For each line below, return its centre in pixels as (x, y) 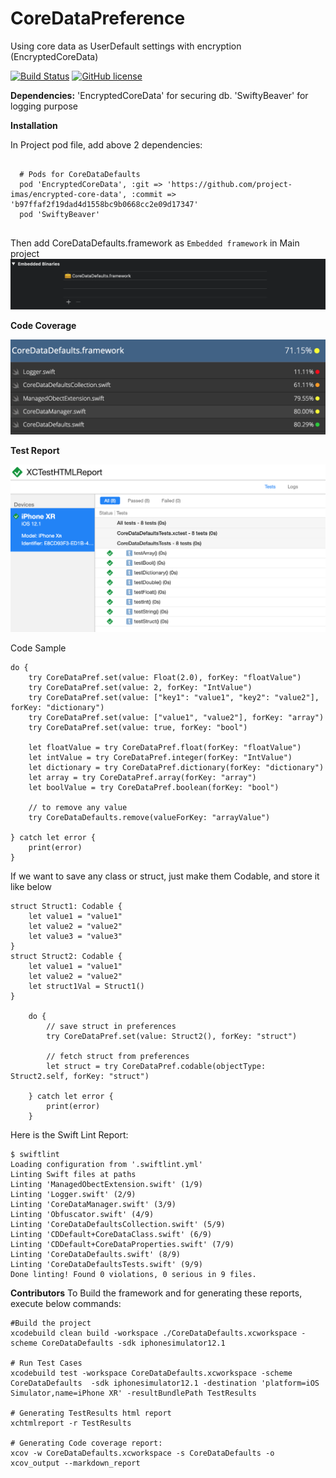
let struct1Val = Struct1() (86, 986)
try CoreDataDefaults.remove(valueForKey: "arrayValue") (149, 817)
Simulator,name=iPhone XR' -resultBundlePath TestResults (133, 1393)
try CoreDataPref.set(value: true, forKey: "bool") (138, 727)
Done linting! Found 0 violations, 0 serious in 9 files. (133, 1274)
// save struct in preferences (111, 1026)
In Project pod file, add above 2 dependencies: (106, 144)
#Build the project (51, 1323)
